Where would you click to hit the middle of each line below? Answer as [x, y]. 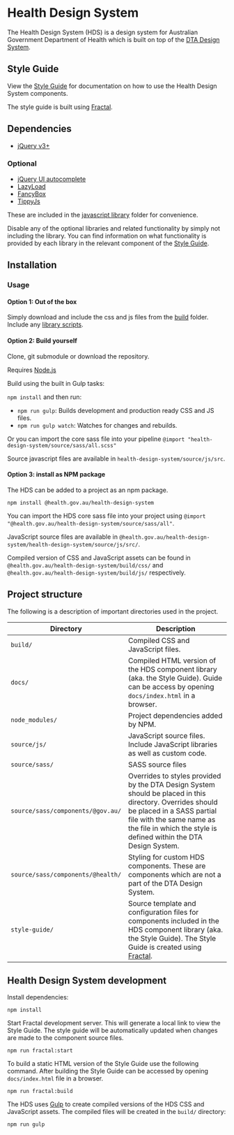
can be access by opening [171, 686]
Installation [32, 265]
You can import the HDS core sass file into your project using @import [107, 516]
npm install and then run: [45, 397]
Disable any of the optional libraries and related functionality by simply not [114, 228]
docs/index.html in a [162, 695]
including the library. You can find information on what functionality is [107, 236]
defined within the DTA [165, 837]
